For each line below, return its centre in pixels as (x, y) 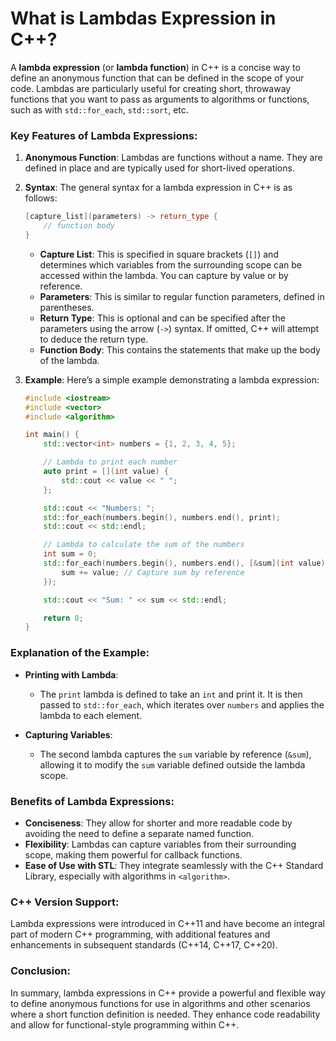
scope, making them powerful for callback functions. (133, 854)
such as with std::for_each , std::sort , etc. (99, 109)
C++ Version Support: (65, 902)
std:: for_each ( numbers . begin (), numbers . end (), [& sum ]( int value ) (184, 563)
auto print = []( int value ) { (106, 472)
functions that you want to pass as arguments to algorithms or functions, (160, 99)
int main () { (52, 435)
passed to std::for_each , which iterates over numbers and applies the (182, 704)
